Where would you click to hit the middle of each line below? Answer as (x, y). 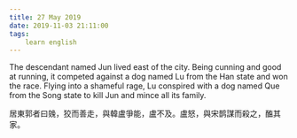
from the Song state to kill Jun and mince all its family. (108, 96)
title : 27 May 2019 (45, 17)
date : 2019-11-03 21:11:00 (59, 26)
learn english (51, 42)
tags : (19, 34)
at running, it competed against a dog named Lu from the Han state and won (148, 77)
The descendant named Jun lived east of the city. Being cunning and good (145, 67)
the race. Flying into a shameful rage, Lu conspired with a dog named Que (145, 86)
